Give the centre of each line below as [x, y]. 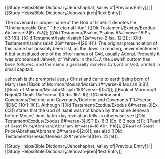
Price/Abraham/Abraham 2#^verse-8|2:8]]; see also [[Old [64, 131]
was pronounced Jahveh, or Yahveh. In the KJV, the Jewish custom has [78, 59]
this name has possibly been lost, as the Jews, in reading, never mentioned [81, 48]
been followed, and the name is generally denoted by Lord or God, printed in [82, 64]
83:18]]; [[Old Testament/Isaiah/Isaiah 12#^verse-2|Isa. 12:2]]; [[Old [73, 38]
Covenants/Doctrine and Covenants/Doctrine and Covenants [66, 100]
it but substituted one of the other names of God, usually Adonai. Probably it [82, 54]
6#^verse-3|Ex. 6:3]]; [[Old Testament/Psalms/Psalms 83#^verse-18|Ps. [78, 33]
